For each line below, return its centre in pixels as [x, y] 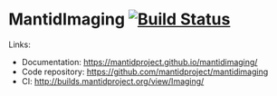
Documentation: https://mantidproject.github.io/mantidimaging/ [139, 62]
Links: [19, 44]
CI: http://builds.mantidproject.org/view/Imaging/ [113, 81]
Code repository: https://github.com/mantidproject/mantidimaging [145, 72]
